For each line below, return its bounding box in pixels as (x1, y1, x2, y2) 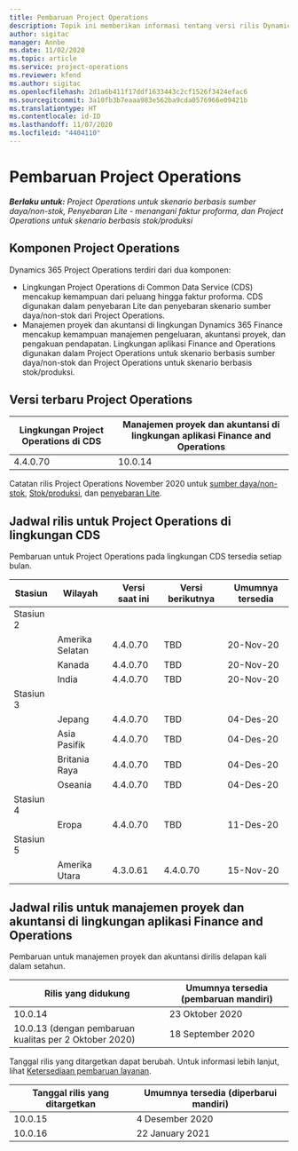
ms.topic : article (9, 54, 77, 63)
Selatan (57, 645, 89, 657)
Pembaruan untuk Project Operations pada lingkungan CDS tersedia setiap (9, 552, 282, 562)
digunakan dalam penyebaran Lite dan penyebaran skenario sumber (21, 300, 271, 311)
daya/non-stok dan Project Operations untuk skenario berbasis (21, 357, 253, 368)
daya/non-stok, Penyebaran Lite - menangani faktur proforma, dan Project (9, 205, 284, 216)
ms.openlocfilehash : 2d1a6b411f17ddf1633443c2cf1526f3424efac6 (9, 87, 248, 96)
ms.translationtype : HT (9, 104, 98, 113)
